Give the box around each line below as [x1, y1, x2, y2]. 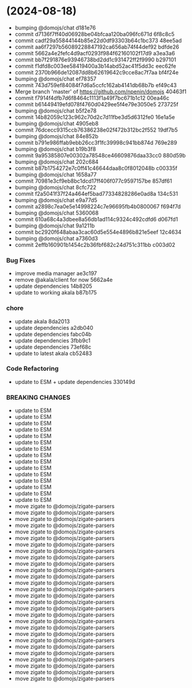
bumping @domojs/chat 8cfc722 [14, 183, 97, 190]
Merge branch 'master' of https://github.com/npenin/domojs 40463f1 [14, 88, 187, 95]
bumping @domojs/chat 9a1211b [14, 222, 95, 229]
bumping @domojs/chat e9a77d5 [14, 196, 98, 204]
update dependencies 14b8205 [14, 282, 92, 290]
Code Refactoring [6, 365, 59, 373]
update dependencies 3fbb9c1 [14, 336, 91, 344]
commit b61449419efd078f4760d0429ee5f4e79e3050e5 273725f [14, 100, 179, 108]
